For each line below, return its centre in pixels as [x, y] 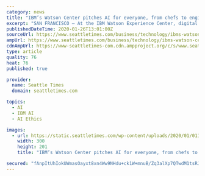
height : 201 [32, 147]
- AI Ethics [27, 119]
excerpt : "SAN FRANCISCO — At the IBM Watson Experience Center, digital [102, 23]
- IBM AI [23, 113]
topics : [16, 102]
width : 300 [31, 141]
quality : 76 [21, 57]
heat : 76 [17, 63]
